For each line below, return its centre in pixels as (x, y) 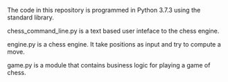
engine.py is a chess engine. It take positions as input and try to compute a (114, 44)
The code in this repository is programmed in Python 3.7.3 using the (104, 10)
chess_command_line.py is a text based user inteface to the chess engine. (113, 31)
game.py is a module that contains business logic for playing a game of (109, 65)
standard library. (30, 17)
